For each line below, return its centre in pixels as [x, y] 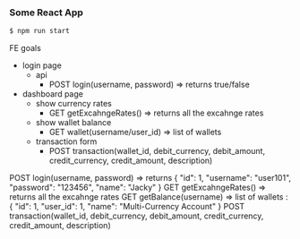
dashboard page [52, 94]
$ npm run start [39, 31]
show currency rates [73, 104]
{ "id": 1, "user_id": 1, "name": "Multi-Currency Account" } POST [127, 207]
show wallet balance [73, 123]
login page [42, 65]
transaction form [66, 141]
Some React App [46, 13]
